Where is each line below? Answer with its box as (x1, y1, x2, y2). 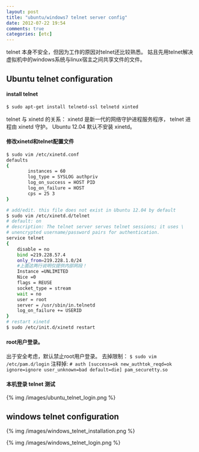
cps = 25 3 (28, 191, 55, 197)
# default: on (6, 218, 42, 224)
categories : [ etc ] (6, 31, 52, 37)
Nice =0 (17, 274, 36, 280)
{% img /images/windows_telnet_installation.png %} (6, 427, 135, 435)
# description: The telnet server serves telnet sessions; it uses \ (6, 224, 185, 230)
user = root (17, 296, 47, 302)
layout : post (6, 8, 39, 15)
